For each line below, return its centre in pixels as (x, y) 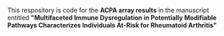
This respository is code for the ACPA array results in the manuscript (108, 10)
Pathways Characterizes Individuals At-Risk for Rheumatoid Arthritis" (112, 25)
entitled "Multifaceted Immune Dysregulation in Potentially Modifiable (112, 18)
